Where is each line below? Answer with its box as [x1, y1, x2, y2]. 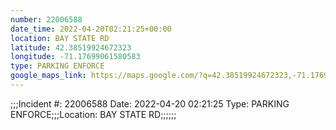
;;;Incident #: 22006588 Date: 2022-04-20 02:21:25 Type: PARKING [10, 97, 290, 110]
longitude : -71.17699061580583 [10, 52, 141, 62]
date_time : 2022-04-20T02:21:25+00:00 [10, 24, 172, 34]
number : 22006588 [10, 14, 83, 25]
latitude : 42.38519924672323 [10, 42, 132, 53]
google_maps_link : [10, 71, 87, 81]
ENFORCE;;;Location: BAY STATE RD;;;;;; [10, 108, 177, 120]
